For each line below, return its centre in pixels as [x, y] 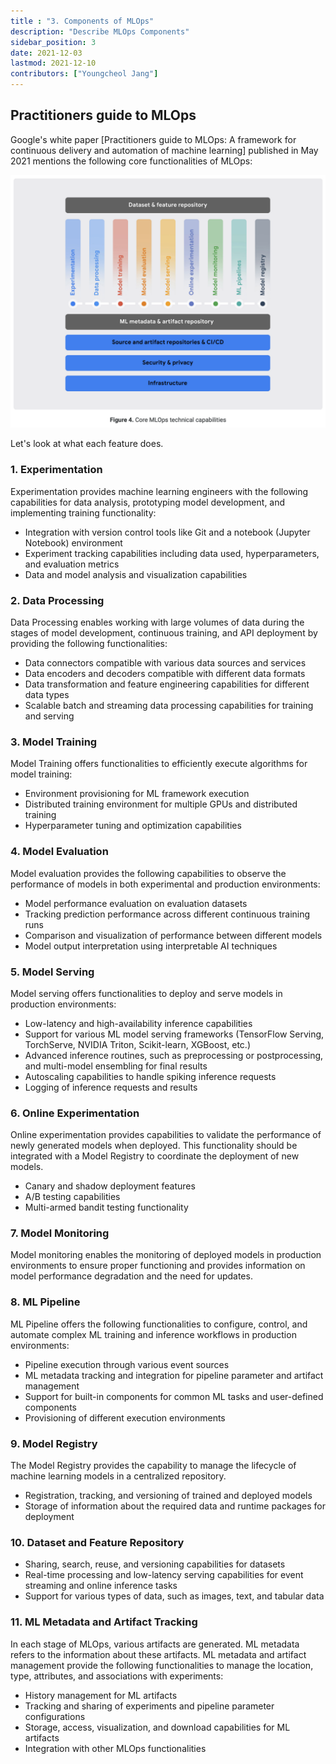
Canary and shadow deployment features [110, 1186]
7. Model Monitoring [60, 1233]
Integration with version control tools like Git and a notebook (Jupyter [167, 532]
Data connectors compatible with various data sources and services [165, 662]
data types [47, 694]
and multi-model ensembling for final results [116, 1066]
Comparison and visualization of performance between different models [173, 935]
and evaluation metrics [72, 564]
